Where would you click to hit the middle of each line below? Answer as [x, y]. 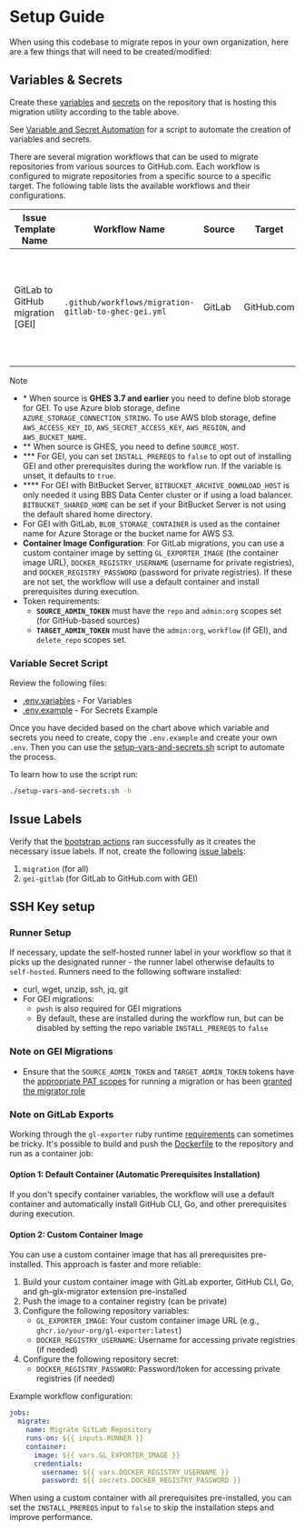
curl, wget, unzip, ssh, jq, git [75, 989]
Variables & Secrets [66, 80]
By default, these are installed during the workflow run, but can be [160, 1018]
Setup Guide [57, 17]
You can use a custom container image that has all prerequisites [129, 1255]
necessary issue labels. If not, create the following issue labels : [128, 851]
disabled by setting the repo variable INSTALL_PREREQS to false [152, 1028]
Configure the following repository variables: [106, 1311]
